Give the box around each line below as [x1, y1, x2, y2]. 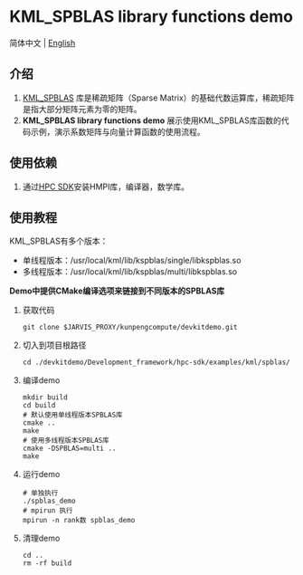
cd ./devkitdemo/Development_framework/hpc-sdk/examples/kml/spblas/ [22, 358, 291, 368]
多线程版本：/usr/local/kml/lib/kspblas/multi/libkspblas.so [22, 266, 238, 277]
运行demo [22, 469, 61, 480]
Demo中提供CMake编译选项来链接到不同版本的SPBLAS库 [9, 285, 225, 296]
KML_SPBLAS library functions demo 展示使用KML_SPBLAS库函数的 [22, 115, 282, 126]
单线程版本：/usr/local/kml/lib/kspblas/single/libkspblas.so [22, 255, 241, 266]
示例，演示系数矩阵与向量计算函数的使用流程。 [30, 126, 205, 137]
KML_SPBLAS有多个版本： [9, 235, 109, 246]
